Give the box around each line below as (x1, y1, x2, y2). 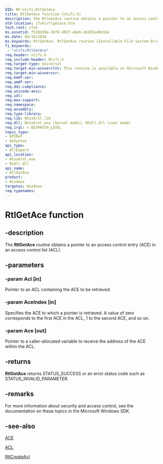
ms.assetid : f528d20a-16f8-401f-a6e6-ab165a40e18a (5, 30, 110, 35)
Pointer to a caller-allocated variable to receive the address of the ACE (5, 338, 146, 344)
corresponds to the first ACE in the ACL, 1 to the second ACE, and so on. (5, 315, 149, 321)
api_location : (5, 152, 34, 157)
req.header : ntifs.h (5, 52, 47, 58)
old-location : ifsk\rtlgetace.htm (5, 20, 75, 26)
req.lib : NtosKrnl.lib (5, 116, 51, 121)
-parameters (5, 261, 44, 270)
